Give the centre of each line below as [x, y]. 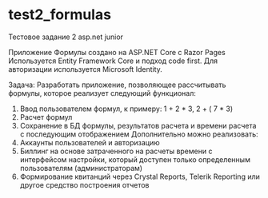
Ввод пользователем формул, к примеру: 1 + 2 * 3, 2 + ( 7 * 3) [126, 109]
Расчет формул [46, 117]
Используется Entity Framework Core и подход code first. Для [113, 61]
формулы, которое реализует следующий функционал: [102, 93]
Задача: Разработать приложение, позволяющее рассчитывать [117, 85]
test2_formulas [60, 15]
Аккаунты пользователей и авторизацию [90, 142]
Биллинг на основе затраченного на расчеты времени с [116, 151]
